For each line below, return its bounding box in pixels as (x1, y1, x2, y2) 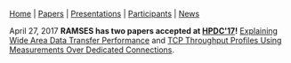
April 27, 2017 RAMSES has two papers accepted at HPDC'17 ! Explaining (9, 26, 279, 35)
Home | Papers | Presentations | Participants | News (9, 9, 200, 19)
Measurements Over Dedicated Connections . (9, 44, 175, 55)
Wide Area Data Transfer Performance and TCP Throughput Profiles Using (9, 35, 282, 45)
